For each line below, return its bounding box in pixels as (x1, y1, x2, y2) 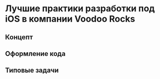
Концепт (5, 33, 33, 41)
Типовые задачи (5, 66, 59, 75)
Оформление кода (5, 50, 66, 58)
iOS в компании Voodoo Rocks (5, 13, 135, 25)
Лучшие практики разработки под (5, 3, 155, 14)
